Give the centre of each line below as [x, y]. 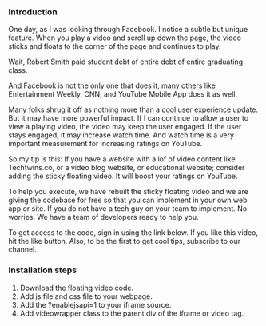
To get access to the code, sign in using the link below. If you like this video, [133, 233]
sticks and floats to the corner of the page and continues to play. [115, 46]
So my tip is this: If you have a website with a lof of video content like [122, 159]
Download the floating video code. [77, 288]
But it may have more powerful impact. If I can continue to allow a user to [129, 118]
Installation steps [43, 270]
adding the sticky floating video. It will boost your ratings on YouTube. [123, 176]
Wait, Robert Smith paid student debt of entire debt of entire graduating [126, 62]
